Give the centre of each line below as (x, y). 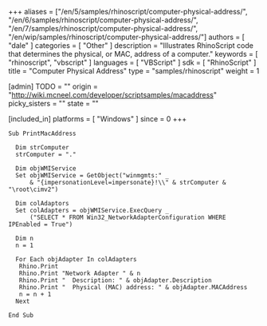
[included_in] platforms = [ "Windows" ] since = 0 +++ (98, 119)
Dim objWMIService (46, 169)
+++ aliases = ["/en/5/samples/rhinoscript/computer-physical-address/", (128, 12)
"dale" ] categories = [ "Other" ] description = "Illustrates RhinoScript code (131, 46)
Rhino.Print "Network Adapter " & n (80, 273)
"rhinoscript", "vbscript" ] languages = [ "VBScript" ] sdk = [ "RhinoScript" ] (132, 62)
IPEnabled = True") (41, 225)
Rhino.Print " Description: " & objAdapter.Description (116, 280)
